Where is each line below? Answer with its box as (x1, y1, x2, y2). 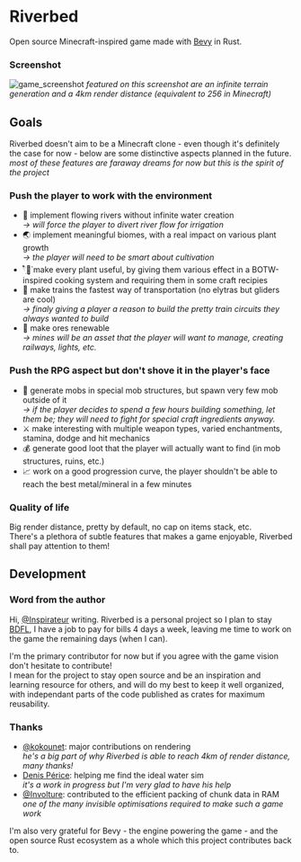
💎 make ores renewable (22, 323, 111, 333)
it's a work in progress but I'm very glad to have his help (22, 779, 232, 790)
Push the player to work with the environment (9, 189, 213, 201)
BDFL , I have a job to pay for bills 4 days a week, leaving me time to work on (9, 623, 292, 635)
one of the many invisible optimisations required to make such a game (22, 798, 284, 809)
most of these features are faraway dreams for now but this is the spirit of (9, 157, 285, 168)
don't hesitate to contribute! (9, 660, 112, 671)
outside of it (22, 394, 67, 405)
